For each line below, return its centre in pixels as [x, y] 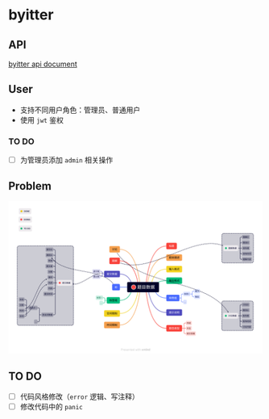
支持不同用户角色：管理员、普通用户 [80, 110]
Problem [30, 186]
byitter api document [43, 64]
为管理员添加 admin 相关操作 [66, 160]
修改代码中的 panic [51, 407]
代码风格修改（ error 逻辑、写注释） [79, 396]
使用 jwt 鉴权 [42, 119]
